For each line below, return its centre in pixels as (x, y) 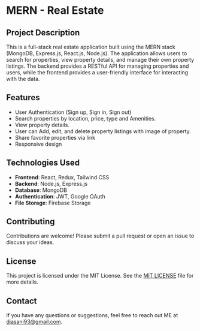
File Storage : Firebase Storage (53, 203)
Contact (22, 301)
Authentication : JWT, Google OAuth (60, 196)
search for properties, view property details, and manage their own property (100, 60)
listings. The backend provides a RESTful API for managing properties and (98, 66)
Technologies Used (43, 163)
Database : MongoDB (41, 190)
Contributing (31, 222)
